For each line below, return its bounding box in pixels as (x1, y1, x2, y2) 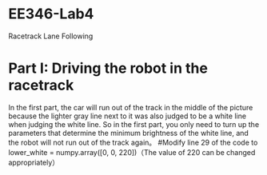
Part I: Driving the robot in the (8, 59, 208, 78)
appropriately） (8, 157, 60, 167)
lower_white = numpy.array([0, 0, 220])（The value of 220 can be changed (8, 147, 256, 157)
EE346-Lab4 (8, 5, 94, 23)
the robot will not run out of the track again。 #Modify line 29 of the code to (8, 137, 258, 147)
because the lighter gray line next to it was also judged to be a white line (8, 111, 246, 121)
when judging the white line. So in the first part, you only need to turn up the (8, 119, 260, 129)
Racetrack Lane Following (8, 31, 94, 41)
